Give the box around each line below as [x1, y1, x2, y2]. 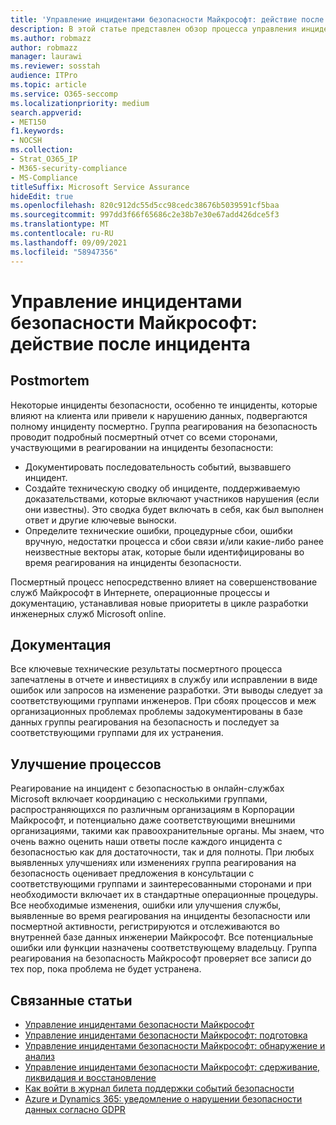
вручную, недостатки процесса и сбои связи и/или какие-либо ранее [24, 535, 325, 547]
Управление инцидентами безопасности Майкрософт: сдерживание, [24, 1061, 321, 1073]
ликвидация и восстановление [24, 1071, 157, 1083]
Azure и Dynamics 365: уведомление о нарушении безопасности [24, 1092, 303, 1105]
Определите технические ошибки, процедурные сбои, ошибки [24, 524, 293, 536]
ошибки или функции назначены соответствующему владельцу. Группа [10, 942, 318, 954]
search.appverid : [10, 107, 83, 118]
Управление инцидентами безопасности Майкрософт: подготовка [24, 1029, 308, 1041]
